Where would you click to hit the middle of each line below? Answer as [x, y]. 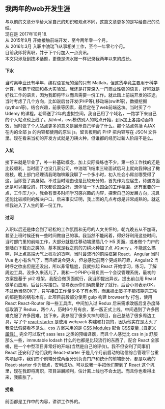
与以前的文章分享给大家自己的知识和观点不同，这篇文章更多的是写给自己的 [80, 22]
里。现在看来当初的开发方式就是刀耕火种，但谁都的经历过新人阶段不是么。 [80, 138]
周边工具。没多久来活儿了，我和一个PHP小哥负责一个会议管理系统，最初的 [81, 273]
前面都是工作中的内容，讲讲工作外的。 [44, 401]
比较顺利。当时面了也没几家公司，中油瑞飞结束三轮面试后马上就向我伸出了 [80, 169]
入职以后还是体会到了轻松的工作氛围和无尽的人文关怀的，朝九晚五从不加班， [82, 229]
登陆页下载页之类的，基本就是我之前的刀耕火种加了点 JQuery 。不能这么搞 [81, 248]
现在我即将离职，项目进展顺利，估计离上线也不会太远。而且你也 [78, 371]
